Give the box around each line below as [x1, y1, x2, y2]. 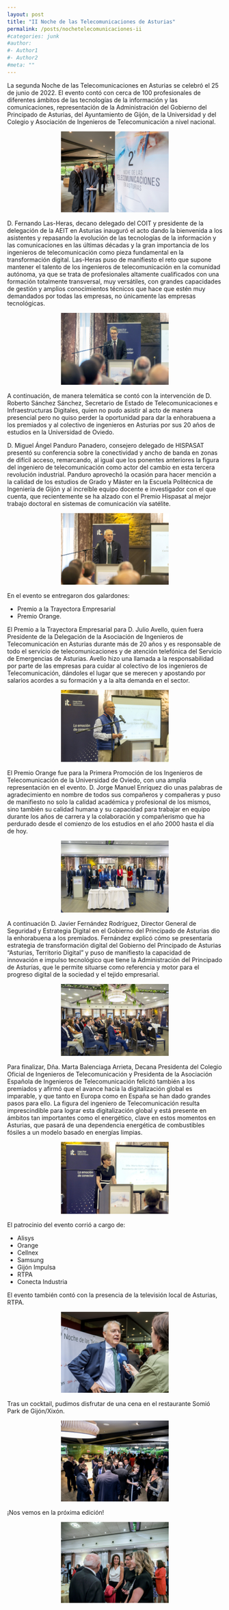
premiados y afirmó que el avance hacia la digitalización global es [7, 1084, 193, 1092]
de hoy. [7, 827, 29, 835]
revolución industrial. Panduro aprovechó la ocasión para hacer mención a [7, 470, 217, 479]
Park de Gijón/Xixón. [7, 1407, 65, 1415]
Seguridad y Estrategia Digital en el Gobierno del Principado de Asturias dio [7, 927, 220, 935]
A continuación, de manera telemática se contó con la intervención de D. [7, 391, 212, 400]
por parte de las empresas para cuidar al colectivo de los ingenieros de [7, 662, 208, 670]
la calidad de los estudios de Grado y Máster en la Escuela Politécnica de [7, 477, 213, 486]
